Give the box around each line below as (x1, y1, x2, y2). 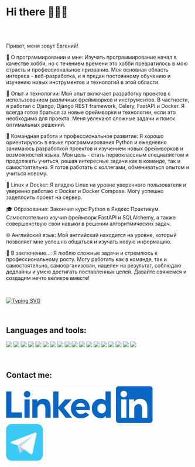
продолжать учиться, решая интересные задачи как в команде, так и (6, 157, 180, 164)
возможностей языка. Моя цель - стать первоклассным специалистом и (6, 151, 189, 158)
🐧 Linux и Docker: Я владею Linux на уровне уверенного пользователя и (6, 181, 186, 188)
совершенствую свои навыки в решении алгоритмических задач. (6, 220, 172, 227)
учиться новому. (6, 170, 48, 177)
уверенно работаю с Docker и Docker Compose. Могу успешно (6, 187, 164, 194)
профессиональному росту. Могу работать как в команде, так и (6, 255, 167, 263)
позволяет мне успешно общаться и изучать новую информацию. (6, 238, 172, 245)
